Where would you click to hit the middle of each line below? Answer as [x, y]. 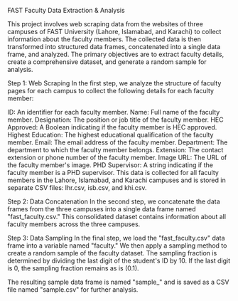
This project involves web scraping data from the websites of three [106, 24]
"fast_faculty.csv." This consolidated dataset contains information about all [117, 217]
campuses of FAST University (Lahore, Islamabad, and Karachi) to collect [114, 32]
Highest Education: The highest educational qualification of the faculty [110, 135]
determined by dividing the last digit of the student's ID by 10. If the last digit [119, 260]
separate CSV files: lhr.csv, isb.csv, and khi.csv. [77, 188]
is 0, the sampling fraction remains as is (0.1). [74, 268]
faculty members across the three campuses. [74, 224]
